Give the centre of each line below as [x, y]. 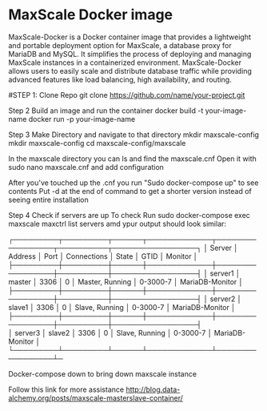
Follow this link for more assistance [66, 389]
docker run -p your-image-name [82, 119]
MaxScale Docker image [91, 15]
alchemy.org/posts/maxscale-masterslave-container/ [96, 397]
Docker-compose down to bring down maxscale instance [103, 373]
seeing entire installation [49, 199]
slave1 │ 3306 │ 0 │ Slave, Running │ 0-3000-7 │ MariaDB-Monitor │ [122, 307]
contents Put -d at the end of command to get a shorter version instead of [130, 191]
